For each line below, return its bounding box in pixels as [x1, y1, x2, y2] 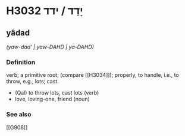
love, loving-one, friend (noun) [14, 96, 90, 103]
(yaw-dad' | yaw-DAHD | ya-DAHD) [6, 43, 94, 50]
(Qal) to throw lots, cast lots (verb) [14, 89, 99, 96]
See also [6, 111, 32, 119]
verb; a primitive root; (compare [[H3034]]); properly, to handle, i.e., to [6, 72, 180, 79]
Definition [6, 58, 36, 66]
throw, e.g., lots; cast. [6, 78, 59, 85]
